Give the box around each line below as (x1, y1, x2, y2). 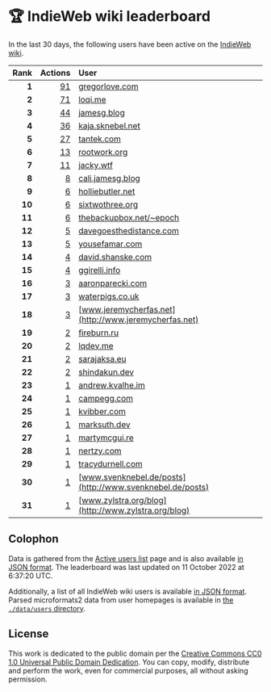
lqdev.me (77, 340, 115, 351)
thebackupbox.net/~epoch (77, 212, 180, 223)
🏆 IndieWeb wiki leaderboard (8, 7, 211, 26)
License (8, 627, 49, 641)
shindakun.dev (77, 366, 135, 377)
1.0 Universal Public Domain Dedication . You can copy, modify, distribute (8, 656, 250, 667)
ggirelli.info (77, 264, 121, 275)
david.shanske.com (77, 251, 152, 262)
